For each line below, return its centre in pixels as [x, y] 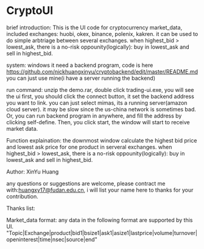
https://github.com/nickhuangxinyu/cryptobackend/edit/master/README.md [102, 71]
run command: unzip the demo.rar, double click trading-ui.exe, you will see [100, 89]
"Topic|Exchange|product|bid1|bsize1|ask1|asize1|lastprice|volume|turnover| [102, 233]
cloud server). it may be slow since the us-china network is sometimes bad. [101, 109]
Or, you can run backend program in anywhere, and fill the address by [94, 116]
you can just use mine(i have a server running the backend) [81, 78]
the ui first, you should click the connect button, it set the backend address [100, 96]
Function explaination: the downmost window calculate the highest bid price [102, 140]
